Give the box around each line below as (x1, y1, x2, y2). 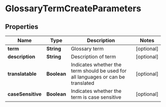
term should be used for (71, 67, 127, 74)
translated (71, 80, 95, 86)
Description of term (71, 53, 116, 60)
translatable (7, 71, 37, 77)
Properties (5, 23, 39, 31)
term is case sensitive (71, 94, 122, 101)
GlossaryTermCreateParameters (5, 3, 142, 14)
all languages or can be (71, 74, 125, 80)
